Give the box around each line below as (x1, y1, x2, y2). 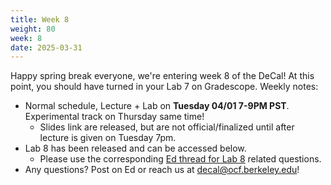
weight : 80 (10, 24, 56, 34)
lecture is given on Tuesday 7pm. (39, 132, 177, 144)
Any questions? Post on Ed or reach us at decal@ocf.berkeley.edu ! (24, 164, 300, 176)
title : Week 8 (10, 14, 70, 25)
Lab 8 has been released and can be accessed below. (24, 142, 247, 155)
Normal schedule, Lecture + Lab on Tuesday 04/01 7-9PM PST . (24, 100, 290, 112)
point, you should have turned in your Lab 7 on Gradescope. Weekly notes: (10, 81, 319, 93)
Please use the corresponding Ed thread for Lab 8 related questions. (39, 153, 322, 165)
